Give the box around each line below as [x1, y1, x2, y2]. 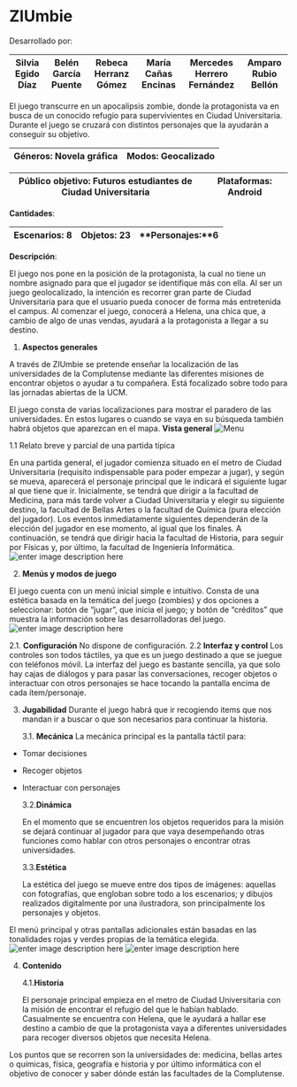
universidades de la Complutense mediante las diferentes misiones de [9, 368, 264, 379]
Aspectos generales [21, 341, 98, 352]
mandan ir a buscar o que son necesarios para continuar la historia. [21, 714, 268, 724]
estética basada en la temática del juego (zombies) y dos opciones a [9, 594, 259, 605]
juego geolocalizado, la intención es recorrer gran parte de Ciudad [9, 287, 252, 297]
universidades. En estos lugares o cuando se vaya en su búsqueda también [9, 413, 285, 424]
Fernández [188, 78, 235, 90]
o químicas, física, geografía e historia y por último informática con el [9, 1059, 262, 1069]
